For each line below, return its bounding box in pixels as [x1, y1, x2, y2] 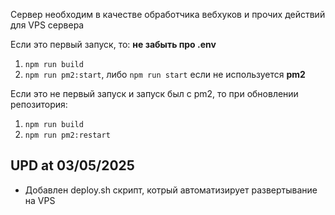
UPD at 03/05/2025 [10, 157, 135, 174]
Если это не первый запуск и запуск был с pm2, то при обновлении [10, 88, 299, 99]
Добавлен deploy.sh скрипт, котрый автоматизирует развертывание [24, 184, 318, 196]
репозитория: [10, 99, 68, 110]
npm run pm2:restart [24, 130, 111, 140]
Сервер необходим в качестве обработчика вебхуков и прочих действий [10, 9, 326, 20]
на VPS [24, 194, 56, 206]
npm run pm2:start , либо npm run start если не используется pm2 [24, 69, 306, 80]
